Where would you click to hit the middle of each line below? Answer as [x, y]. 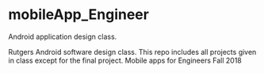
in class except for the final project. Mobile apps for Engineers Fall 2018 [125, 60]
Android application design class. [63, 36]
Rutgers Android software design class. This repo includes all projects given [132, 52]
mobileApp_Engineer [78, 15]
